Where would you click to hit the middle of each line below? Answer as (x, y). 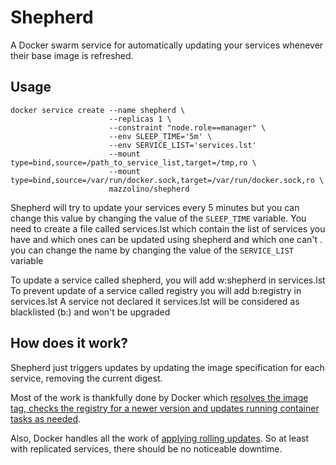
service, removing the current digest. (86, 378)
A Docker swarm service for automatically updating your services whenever (167, 45)
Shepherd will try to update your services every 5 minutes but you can (155, 207)
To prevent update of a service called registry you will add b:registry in (156, 290)
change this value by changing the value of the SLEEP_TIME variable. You (158, 218)
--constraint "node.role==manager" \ (187, 127)
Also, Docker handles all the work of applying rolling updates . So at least (160, 438)
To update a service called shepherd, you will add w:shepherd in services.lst (168, 280)
